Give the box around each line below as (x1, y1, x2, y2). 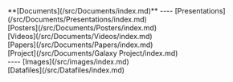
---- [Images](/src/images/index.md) (7, 57, 129, 66)
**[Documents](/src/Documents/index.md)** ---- (7, 6, 174, 15)
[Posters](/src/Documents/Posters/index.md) (7, 23, 157, 33)
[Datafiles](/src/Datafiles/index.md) (7, 65, 125, 75)
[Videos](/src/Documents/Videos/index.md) (7, 32, 153, 41)
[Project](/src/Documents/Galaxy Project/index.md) (7, 49, 178, 57)
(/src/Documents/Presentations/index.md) (7, 14, 148, 24)
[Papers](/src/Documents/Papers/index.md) (7, 40, 153, 49)
